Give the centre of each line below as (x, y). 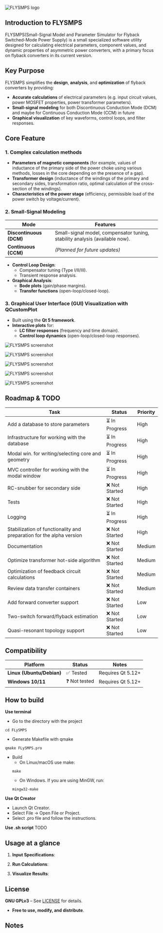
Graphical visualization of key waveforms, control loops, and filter (79, 118)
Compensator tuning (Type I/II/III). (53, 270)
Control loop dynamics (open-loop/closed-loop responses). (80, 335)
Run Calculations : (30, 864)
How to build (24, 700)
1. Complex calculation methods (43, 152)
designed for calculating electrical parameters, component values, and (76, 45)
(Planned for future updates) (88, 250)
